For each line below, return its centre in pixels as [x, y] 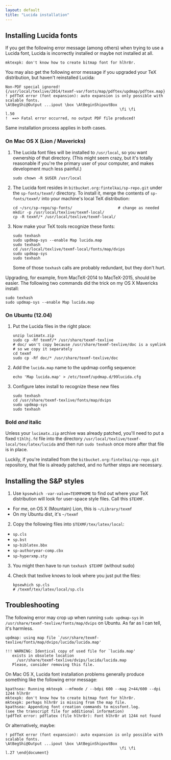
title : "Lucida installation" [38, 15]
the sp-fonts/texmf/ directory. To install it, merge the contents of [81, 193]
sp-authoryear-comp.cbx [38, 551]
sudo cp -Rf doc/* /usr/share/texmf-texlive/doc [65, 358]
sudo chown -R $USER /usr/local [47, 178]
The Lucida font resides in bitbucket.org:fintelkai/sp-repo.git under [87, 187]
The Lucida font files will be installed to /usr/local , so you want [80, 152]
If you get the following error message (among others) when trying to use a [84, 48]
